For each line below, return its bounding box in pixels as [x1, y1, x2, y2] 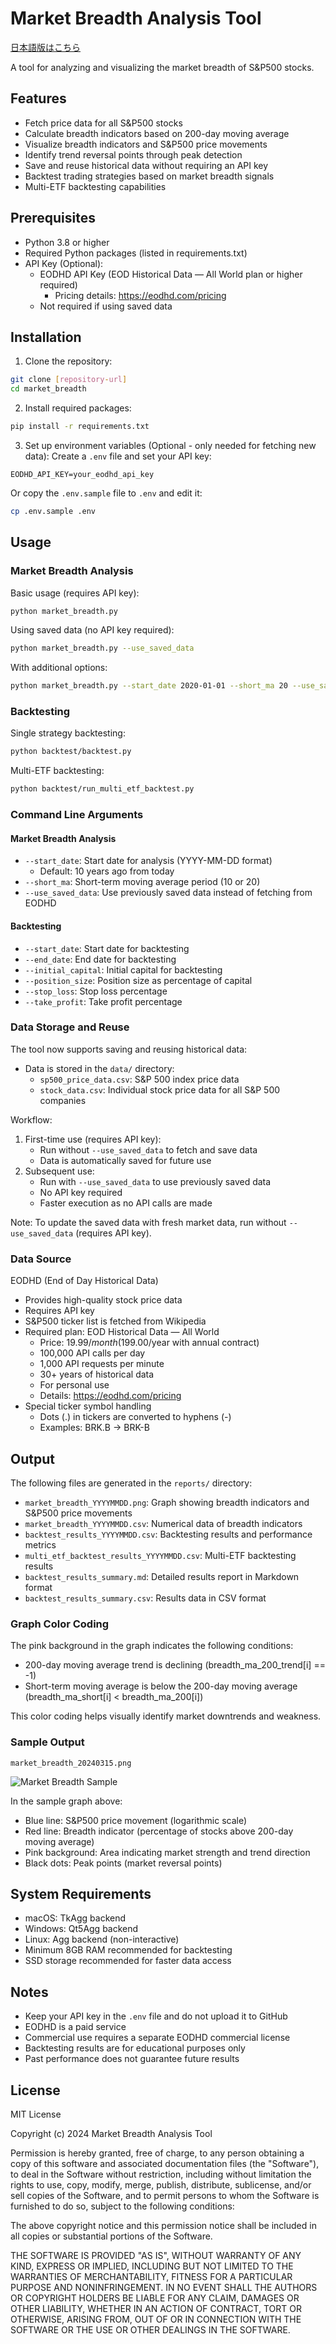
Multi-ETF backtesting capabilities [24, 180, 167, 192]
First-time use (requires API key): [24, 1133, 162, 1145]
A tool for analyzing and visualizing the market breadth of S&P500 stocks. [10, 61, 315, 73]
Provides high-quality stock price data [24, 1294, 183, 1306]
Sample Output [10, 1735, 85, 1749]
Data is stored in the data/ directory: [24, 1062, 175, 1074]
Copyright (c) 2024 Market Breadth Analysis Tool [10, 2128, 213, 2139]
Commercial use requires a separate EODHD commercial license [24, 2032, 291, 2044]
